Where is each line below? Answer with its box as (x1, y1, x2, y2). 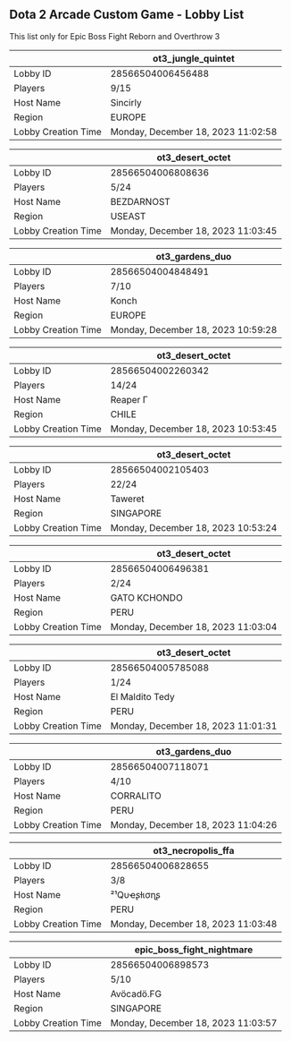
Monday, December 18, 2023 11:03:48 (110, 917, 278, 930)
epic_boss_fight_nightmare (134, 943, 254, 956)
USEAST (110, 209, 146, 222)
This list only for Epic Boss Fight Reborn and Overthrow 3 (9, 30, 220, 41)
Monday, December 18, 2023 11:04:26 (110, 818, 278, 831)
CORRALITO (110, 789, 162, 802)
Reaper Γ (110, 393, 149, 405)
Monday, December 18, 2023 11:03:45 (110, 224, 278, 236)
